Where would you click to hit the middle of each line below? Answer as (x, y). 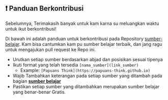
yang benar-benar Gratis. (39, 92)
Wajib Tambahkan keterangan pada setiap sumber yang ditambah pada (87, 76)
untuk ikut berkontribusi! (31, 29)
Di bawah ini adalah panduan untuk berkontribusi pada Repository (75, 39)
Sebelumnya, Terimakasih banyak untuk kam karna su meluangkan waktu (82, 23)
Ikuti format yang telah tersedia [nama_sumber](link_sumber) (76, 65)
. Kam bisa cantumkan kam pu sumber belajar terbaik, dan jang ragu (91, 44)
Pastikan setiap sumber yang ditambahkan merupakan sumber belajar (86, 86)
